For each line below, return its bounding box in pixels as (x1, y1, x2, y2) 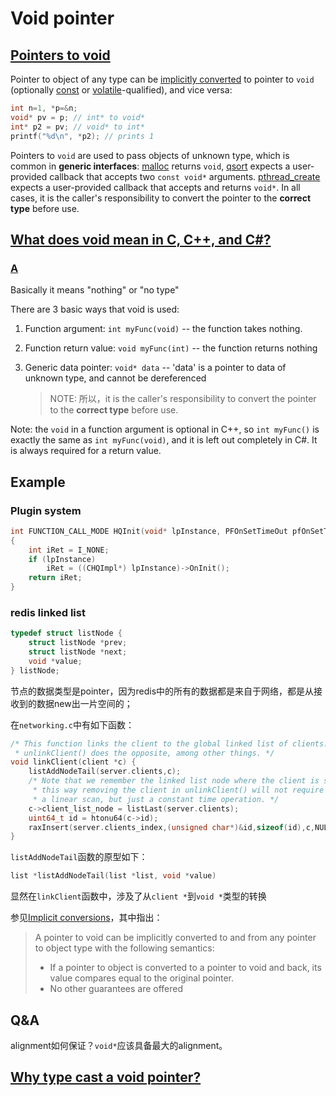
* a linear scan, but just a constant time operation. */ (32, 794, 280, 804)
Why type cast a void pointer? (10, 1069, 202, 1086)
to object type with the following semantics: (34, 942, 215, 954)
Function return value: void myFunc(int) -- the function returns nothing (24, 342, 318, 354)
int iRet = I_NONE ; (28, 545, 110, 555)
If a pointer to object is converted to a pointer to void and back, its (49, 962, 322, 974)
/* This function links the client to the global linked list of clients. (10, 738, 329, 749)
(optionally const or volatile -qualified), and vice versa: (10, 84, 233, 96)
